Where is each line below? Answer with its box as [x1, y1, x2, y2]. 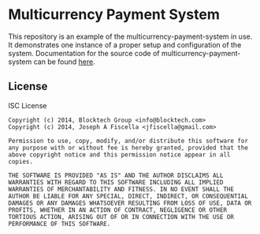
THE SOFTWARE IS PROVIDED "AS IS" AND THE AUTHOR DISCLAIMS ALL [8, 172, 224, 179]
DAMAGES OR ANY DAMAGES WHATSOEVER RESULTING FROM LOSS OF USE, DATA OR [8, 199, 252, 207]
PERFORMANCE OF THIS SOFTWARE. [8, 220, 111, 228]
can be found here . [33, 57, 96, 66]
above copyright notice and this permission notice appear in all [8, 150, 231, 159]
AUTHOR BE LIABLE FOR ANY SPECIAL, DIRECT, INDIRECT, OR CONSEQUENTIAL [8, 192, 248, 200]
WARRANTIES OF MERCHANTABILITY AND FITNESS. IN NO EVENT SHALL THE [8, 185, 235, 193]
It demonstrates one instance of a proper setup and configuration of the [8, 40, 242, 49]
